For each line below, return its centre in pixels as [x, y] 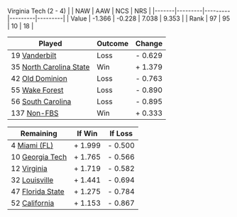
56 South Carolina [41, 101]
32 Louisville [32, 180]
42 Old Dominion [39, 78]
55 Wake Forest [37, 90]
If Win [87, 133]
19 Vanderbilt [34, 55]
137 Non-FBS [35, 113]
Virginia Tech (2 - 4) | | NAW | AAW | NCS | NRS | [79, 11]
